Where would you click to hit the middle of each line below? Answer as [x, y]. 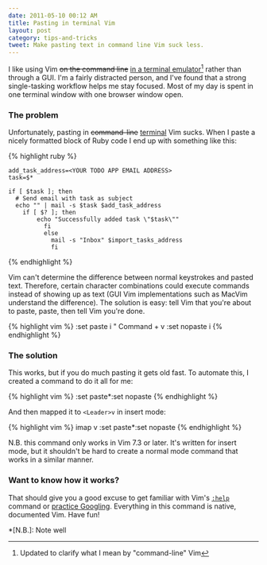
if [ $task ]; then [41, 192]
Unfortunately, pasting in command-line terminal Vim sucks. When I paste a [132, 133]
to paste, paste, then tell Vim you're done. [77, 312]
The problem [33, 114]
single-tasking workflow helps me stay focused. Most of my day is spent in [131, 86]
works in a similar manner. [51, 460]
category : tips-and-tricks [53, 38]
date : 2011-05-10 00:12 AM [53, 15]
